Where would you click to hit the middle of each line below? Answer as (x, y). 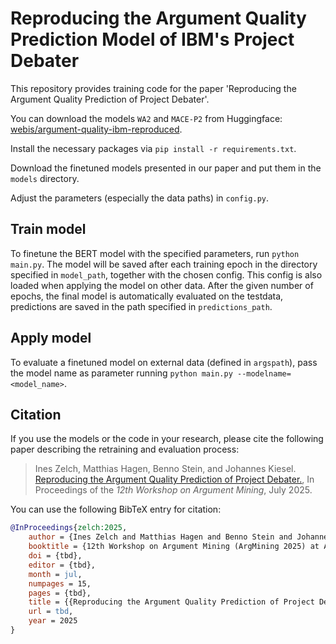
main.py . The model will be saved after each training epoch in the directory (164, 264)
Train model (48, 229)
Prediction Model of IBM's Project (152, 39)
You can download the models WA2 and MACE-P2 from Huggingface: (146, 118)
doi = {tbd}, (55, 556)
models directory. (45, 178)
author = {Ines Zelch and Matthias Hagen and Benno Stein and (160, 537)
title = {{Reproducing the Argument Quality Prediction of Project (171, 602)
